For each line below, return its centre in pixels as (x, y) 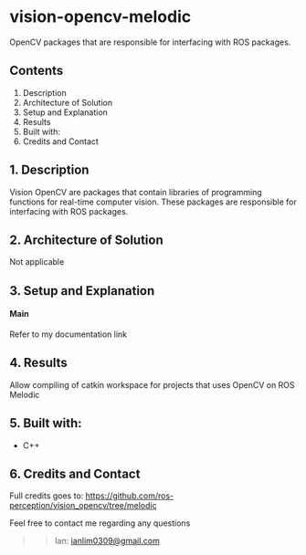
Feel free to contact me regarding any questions (100, 523)
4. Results (39, 363)
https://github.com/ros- (130, 496)
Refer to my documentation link (69, 334)
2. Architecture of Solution (86, 240)
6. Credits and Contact (75, 473)
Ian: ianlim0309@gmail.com (107, 541)
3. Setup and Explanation (82, 291)
